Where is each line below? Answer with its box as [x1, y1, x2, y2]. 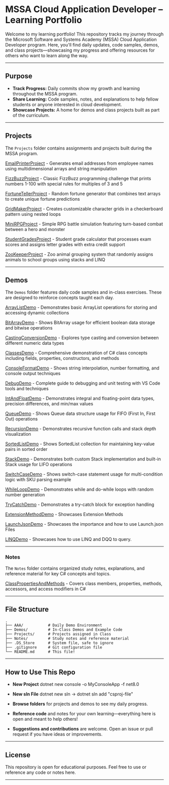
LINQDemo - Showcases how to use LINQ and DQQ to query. [5, 536, 132, 542]
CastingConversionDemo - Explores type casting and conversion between [5, 335, 159, 341]
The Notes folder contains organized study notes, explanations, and [5, 565, 145, 571]
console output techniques [5, 371, 61, 377]
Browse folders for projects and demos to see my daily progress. [12, 701, 148, 707]
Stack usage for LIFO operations [5, 461, 72, 468]
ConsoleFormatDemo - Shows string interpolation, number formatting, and [5, 365, 159, 371]
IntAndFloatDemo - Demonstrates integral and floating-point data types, [5, 395, 155, 401]
